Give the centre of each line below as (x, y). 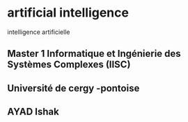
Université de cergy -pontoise (73, 88)
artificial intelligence (68, 13)
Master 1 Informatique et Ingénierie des (94, 54)
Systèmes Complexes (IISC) (69, 65)
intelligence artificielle (39, 32)
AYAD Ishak (33, 112)
